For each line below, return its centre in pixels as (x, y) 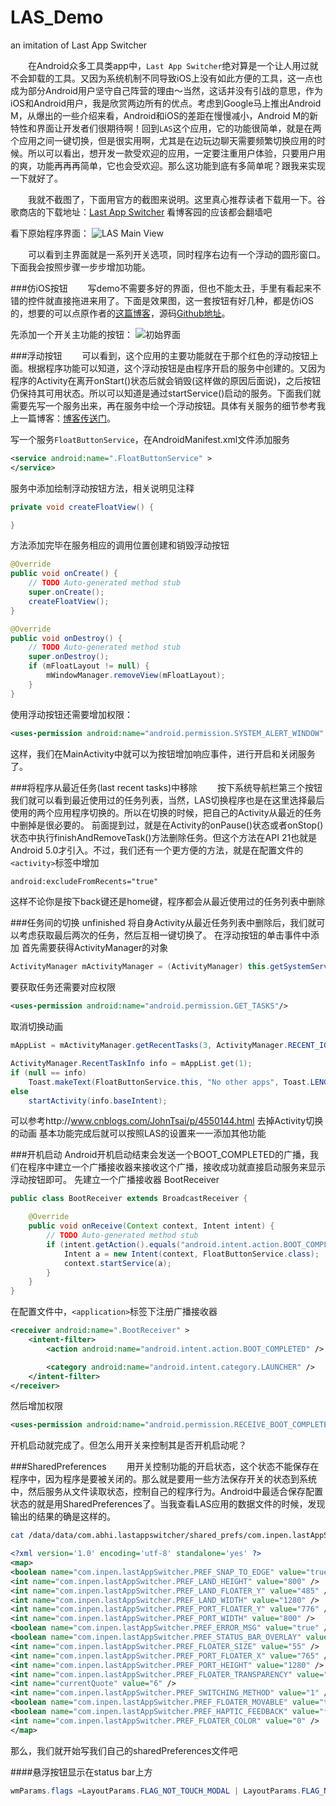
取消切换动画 (36, 1027)
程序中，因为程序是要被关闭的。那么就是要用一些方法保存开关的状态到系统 (163, 1479)
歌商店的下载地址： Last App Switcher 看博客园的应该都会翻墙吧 (141, 212)
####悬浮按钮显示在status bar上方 (81, 1772)
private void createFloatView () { (82, 507)
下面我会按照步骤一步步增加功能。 (80, 267)
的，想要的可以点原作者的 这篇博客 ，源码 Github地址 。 (120, 313)
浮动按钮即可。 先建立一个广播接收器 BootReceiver (115, 1180)
